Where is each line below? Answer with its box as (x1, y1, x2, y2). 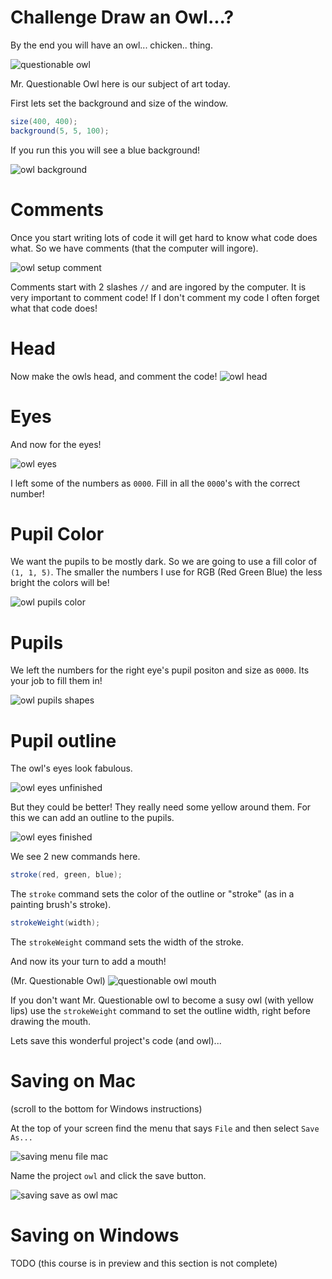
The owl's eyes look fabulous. (10, 762, 133, 775)
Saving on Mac (10, 1070, 137, 1093)
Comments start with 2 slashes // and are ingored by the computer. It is (10, 281, 307, 293)
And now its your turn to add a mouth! (10, 956, 167, 968)
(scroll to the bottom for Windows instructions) (10, 1103, 203, 1115)
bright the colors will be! (10, 577, 110, 589)
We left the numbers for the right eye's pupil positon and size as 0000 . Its (10, 664, 310, 676)
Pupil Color (10, 522, 105, 545)
